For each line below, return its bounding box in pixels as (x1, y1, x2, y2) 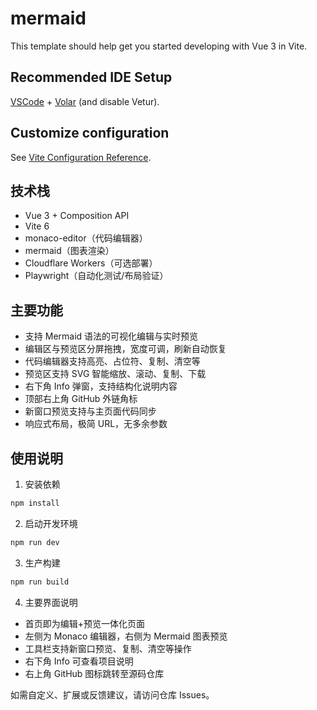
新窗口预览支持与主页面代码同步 (24, 405, 157, 417)
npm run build (10, 577, 70, 587)
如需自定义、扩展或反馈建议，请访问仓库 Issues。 (10, 688, 215, 701)
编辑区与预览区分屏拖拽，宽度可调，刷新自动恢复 (24, 343, 227, 355)
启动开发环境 (24, 517, 78, 529)
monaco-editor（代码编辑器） (24, 232, 148, 244)
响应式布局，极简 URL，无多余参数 (24, 418, 168, 430)
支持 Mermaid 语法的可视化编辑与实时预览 (24, 330, 199, 342)
